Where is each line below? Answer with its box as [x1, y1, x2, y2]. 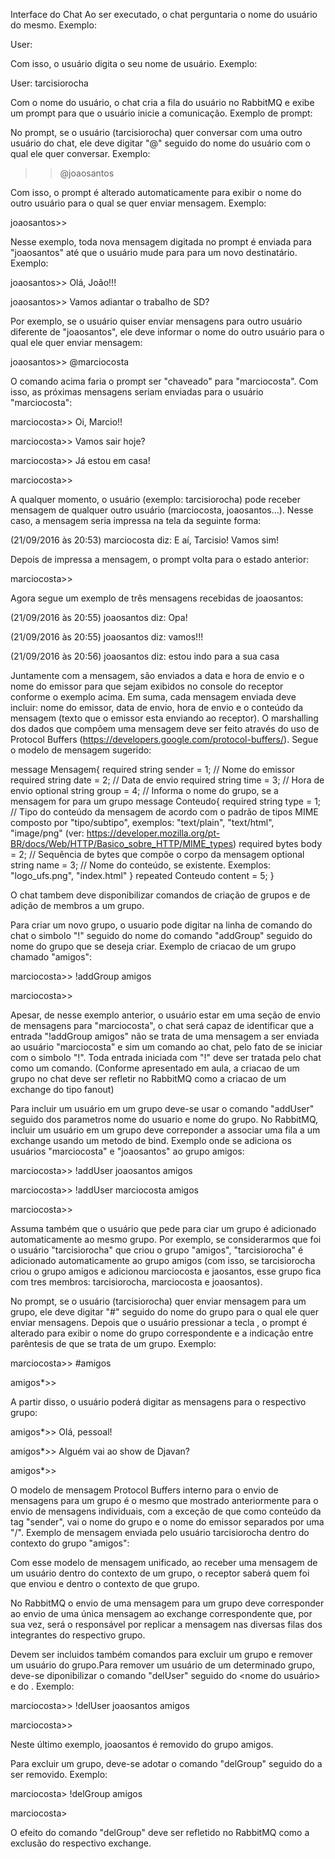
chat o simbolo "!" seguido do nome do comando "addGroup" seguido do [10, 930, 313, 941]
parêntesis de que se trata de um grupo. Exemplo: [10, 1338, 217, 1349]
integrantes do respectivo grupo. [10, 1629, 146, 1641]
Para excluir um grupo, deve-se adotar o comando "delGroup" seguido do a [10, 1758, 323, 1769]
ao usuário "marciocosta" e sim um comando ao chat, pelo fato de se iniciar [10, 1041, 323, 1053]
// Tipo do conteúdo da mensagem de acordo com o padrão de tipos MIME [10, 806, 319, 818]
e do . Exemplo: [10, 1680, 75, 1692]
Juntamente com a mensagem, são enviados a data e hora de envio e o [10, 670, 305, 681]
